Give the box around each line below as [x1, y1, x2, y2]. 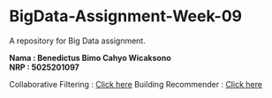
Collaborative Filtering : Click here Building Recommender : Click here [9, 79, 263, 89]
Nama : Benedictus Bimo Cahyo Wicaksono [9, 52, 171, 63]
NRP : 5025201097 [9, 62, 79, 72]
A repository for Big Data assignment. [9, 35, 146, 46]
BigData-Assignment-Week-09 [9, 6, 243, 26]
